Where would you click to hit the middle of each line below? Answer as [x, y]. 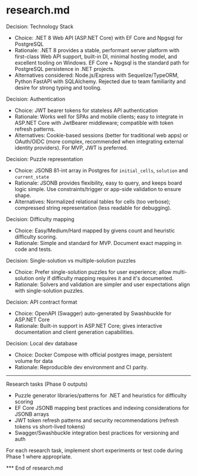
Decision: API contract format [42, 302]
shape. [23, 195]
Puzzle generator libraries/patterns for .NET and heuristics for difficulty [101, 395]
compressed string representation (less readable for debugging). [93, 208]
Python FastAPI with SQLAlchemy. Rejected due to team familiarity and [100, 81]
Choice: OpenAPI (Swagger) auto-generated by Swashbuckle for [93, 313]
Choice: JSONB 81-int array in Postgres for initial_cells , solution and [101, 170]
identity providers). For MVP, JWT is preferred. [71, 148]
